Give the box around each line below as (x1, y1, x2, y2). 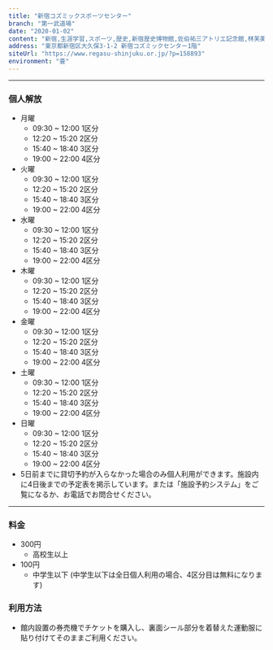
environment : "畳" (8, 58, 70, 66)
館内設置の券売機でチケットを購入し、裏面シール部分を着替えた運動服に (19, 622, 262, 632)
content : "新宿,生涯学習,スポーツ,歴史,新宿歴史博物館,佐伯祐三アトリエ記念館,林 (8, 34, 254, 43)
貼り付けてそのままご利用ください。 (19, 632, 142, 643)
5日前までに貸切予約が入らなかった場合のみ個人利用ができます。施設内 (19, 469, 259, 479)
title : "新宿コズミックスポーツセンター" (8, 11, 132, 20)
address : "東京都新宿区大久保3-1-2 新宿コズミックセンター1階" (8, 42, 201, 50)
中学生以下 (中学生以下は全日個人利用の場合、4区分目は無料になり (32, 570, 256, 580)
